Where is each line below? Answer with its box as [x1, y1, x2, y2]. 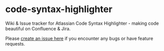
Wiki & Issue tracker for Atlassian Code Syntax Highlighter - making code [5, 20, 159, 26]
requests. [5, 40, 26, 46]
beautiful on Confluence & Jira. [5, 25, 71, 31]
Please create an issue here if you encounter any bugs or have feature [5, 35, 153, 41]
